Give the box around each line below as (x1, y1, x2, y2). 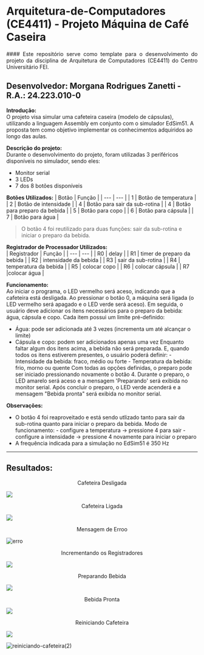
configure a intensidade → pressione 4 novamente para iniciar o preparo (15, 433, 197, 440)
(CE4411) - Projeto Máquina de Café (6, 17, 189, 31)
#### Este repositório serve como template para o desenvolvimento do (6, 50, 198, 57)
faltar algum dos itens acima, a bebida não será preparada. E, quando (15, 344, 189, 352)
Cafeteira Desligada (77, 479, 127, 486)
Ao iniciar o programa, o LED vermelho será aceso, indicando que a (6, 288, 175, 295)
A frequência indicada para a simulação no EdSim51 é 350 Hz (15, 439, 169, 447)
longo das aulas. (6, 132, 47, 140)
